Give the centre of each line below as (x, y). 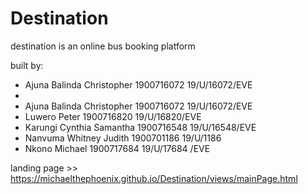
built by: (27, 65)
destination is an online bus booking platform (103, 46)
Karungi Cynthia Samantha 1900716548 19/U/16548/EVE (140, 127)
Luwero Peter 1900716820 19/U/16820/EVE (113, 116)
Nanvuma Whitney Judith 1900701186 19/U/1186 (123, 138)
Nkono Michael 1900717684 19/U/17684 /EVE (117, 148)
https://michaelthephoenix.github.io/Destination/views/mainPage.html (154, 178)
